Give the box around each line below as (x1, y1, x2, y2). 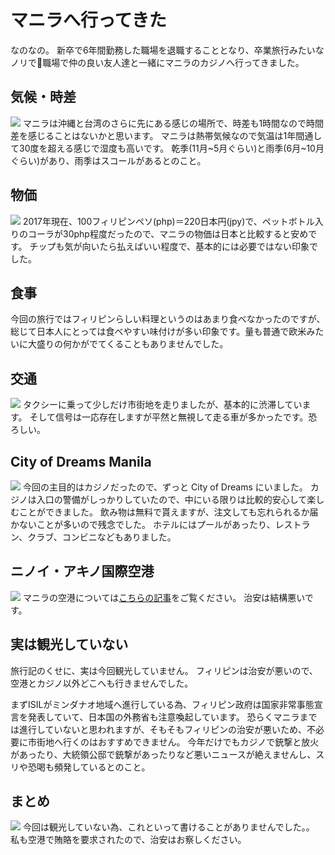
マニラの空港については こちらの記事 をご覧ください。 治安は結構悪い (22, 591, 305, 603)
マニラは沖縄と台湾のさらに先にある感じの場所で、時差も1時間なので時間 (22, 117, 325, 129)
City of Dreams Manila (10, 453, 152, 470)
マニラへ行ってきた (10, 9, 167, 32)
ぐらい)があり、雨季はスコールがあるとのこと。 (10, 154, 207, 166)
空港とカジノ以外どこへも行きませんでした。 (10, 677, 194, 689)
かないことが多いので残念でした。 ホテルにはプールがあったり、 (10, 519, 276, 530)
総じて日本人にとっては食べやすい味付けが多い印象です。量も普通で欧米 (10, 326, 307, 338)
